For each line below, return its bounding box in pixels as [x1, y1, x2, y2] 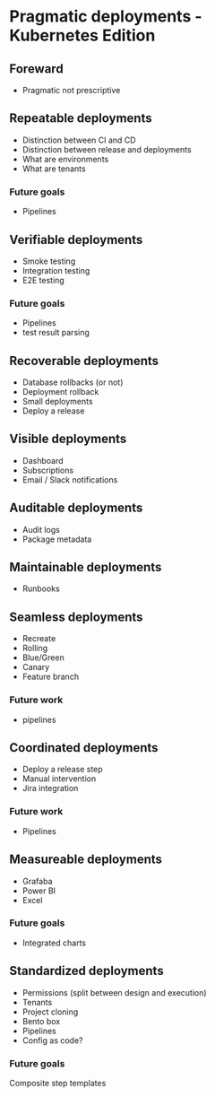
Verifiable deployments [9, 231, 143, 248]
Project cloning [21, 1006, 79, 1017]
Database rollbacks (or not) [21, 377, 124, 387]
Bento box [21, 1015, 61, 1026]
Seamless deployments [9, 609, 143, 624]
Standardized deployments [9, 963, 164, 979]
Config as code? [21, 1034, 83, 1046]
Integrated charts [21, 937, 87, 948]
